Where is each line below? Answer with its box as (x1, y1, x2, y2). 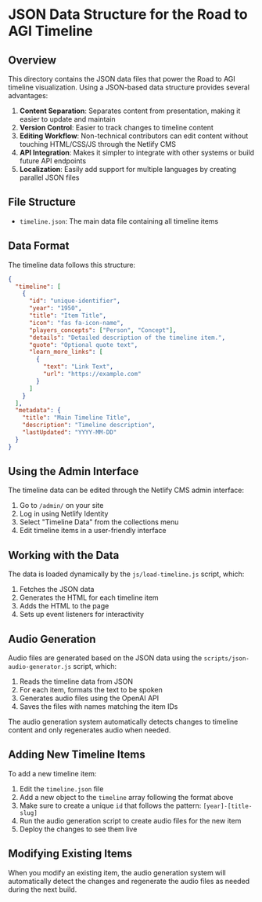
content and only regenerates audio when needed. (8, 725, 171, 735)
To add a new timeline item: (8, 769, 97, 778)
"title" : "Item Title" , (28, 312, 107, 320)
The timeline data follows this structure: (8, 260, 135, 269)
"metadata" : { (15, 407, 61, 414)
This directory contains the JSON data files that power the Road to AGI (8, 75, 236, 83)
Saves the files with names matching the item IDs (19, 702, 178, 711)
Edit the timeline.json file (19, 783, 104, 794)
